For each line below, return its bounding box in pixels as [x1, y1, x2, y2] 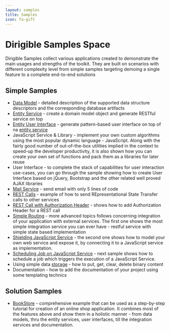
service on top [12, 116, 43, 122]
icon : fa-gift [5, 17, 36, 22]
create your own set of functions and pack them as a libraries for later [12, 154, 159, 160]
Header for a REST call [12, 207, 60, 213]
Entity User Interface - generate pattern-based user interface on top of [12, 121, 161, 127]
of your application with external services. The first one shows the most [12, 218, 163, 225]
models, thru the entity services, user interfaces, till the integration [12, 316, 152, 322]
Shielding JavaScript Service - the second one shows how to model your [12, 234, 165, 241]
